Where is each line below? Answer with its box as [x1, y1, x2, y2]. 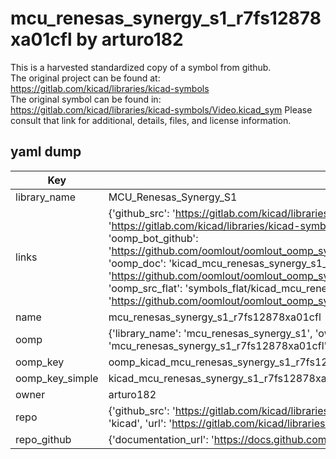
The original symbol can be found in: [10, 93, 162, 105]
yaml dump [10, 143, 82, 161]
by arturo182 [76, 28, 184, 51]
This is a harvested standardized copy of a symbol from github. [10, 61, 272, 73]
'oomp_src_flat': [108, 281, 183, 295]
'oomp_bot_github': [108, 231, 199, 245]
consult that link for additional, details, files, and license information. [10, 114, 292, 126]
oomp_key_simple [15, 371, 99, 385]
